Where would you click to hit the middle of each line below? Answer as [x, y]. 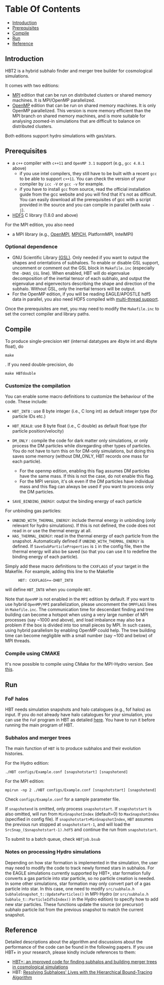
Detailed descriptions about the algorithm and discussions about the [74, 942]
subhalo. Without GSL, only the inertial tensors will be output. [74, 288]
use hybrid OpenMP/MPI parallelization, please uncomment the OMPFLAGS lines [81, 604]
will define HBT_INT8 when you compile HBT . [48, 589]
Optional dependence [31, 247]
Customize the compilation [38, 386]
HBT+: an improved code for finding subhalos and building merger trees [84, 962]
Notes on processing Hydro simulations [53, 852]
